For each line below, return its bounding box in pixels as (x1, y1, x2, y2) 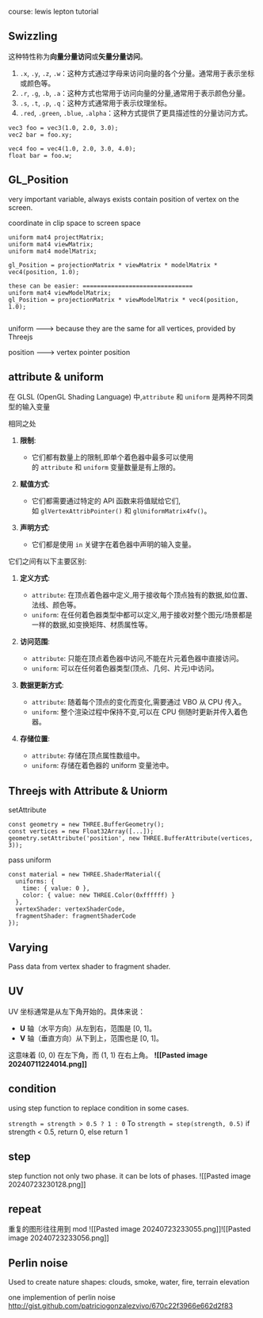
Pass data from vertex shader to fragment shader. (8, 962, 171, 972)
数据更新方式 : (19, 681, 64, 690)
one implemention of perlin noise (8, 1293, 116, 1302)
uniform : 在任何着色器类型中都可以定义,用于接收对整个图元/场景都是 (31, 610, 253, 620)
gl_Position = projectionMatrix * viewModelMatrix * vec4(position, (8, 296, 239, 304)
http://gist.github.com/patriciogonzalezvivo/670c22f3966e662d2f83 (8, 1301, 234, 1311)
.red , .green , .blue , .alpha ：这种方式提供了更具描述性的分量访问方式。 (19, 108, 253, 117)
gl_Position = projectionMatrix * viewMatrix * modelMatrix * (8, 261, 218, 269)
